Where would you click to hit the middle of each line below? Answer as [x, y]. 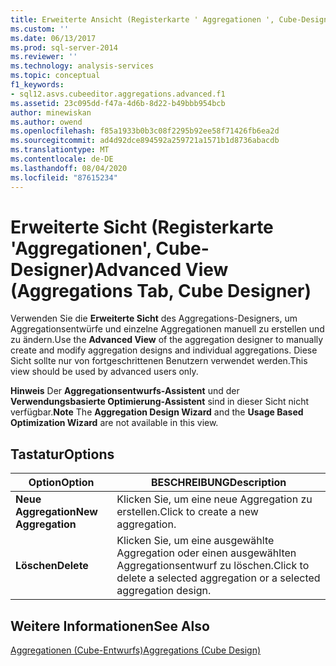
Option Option [61, 483]
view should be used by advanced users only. [104, 372]
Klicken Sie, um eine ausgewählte [195, 541]
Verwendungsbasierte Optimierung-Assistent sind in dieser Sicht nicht [160, 402]
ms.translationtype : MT [60, 150]
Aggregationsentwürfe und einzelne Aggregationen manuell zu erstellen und [167, 329]
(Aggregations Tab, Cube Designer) [161, 290]
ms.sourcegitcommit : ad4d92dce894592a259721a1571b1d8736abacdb [145, 141]
